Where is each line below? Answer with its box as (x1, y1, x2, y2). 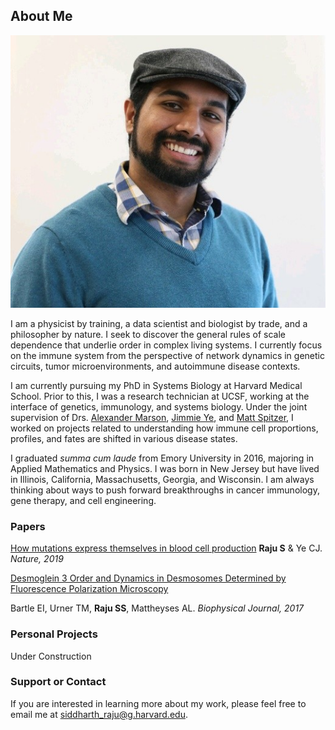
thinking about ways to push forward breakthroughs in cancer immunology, (10, 484, 320, 496)
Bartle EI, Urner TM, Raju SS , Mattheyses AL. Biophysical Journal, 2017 (10, 602, 305, 614)
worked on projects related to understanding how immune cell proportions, (10, 422, 319, 434)
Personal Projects (10, 627, 98, 641)
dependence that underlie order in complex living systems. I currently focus (10, 339, 323, 351)
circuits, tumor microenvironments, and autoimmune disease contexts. (10, 360, 301, 372)
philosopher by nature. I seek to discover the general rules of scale (10, 328, 287, 340)
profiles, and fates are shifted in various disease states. (10, 432, 238, 444)
